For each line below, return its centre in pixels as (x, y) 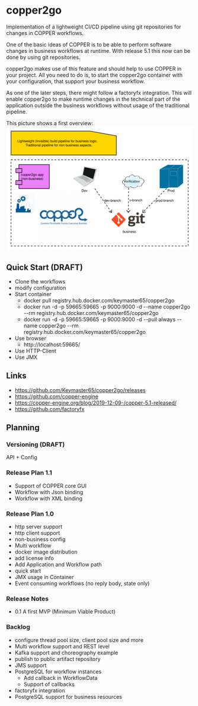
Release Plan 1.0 (30, 514)
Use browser (30, 338)
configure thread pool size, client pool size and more (79, 640)
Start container (33, 294)
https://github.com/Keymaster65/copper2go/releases (80, 390)
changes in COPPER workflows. (45, 33)
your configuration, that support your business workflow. (76, 81)
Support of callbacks (49, 684)
